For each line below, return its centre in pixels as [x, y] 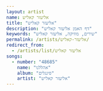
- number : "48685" [35, 62]
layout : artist [25, 12]
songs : [14, 56]
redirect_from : [25, 45]
